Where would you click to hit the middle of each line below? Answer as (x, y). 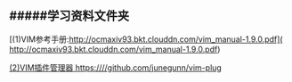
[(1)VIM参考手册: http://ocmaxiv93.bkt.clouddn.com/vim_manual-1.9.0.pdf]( (146, 39)
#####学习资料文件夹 (69, 16)
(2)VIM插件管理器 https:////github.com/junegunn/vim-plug (116, 67)
